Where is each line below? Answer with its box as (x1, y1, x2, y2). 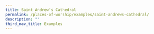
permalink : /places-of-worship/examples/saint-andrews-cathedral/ (5, 12, 149, 17)
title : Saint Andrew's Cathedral (5, 7, 76, 12)
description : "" (5, 16, 40, 21)
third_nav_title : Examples (5, 21, 63, 26)
